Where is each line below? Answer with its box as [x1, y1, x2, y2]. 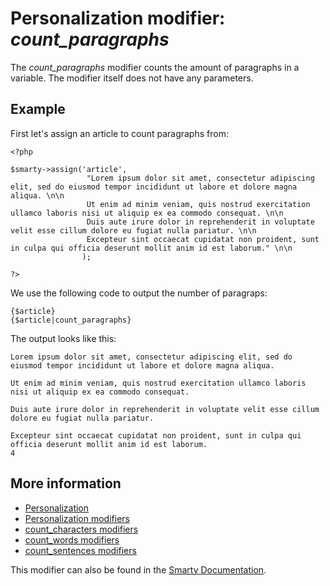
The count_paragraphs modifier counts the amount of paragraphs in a [10, 61, 300, 73]
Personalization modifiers [24, 512, 130, 524]
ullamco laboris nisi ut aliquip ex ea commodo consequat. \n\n [10, 208, 284, 218]
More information [10, 475, 122, 492]
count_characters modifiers [24, 523, 139, 535]
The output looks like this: [10, 332, 117, 344]
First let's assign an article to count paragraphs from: [10, 127, 229, 139]
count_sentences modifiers [24, 544, 137, 556]
